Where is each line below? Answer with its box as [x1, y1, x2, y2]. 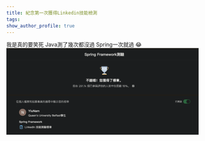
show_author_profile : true [6, 23, 75, 29]
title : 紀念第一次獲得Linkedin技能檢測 [6, 10, 98, 16]
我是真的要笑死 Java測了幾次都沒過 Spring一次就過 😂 [6, 41, 142, 48]
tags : [6, 16, 20, 23]
